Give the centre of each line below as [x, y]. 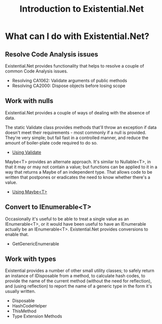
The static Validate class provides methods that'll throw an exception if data [81, 127]
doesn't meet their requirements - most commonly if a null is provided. [76, 132]
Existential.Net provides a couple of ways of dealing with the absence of [77, 112]
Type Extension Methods [37, 316]
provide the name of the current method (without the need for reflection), [78, 281]
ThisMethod [24, 311]
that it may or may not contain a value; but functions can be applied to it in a [81, 167]
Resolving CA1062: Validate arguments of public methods [70, 81]
